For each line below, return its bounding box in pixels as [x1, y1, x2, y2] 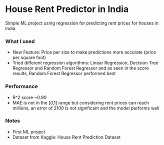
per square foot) [12, 54, 46, 60]
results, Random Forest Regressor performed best [12, 70, 116, 76]
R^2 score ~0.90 [12, 94, 46, 100]
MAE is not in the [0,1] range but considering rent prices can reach [12, 99, 149, 105]
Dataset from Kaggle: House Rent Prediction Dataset [12, 134, 121, 140]
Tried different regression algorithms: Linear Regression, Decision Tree [12, 60, 158, 66]
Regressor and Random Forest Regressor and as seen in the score [12, 65, 149, 71]
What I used [5, 37, 35, 44]
